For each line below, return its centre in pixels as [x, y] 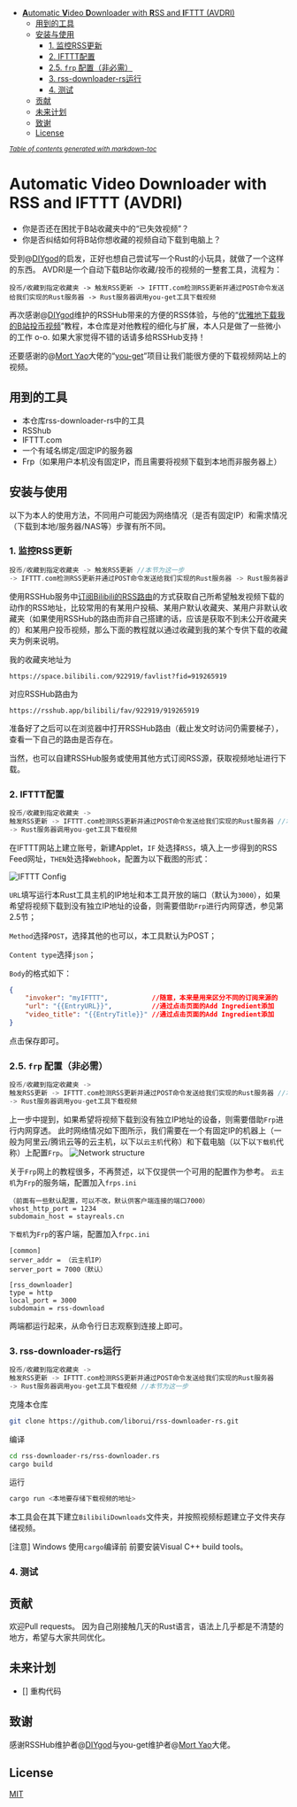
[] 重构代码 [42, 1691]
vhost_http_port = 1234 [53, 1209]
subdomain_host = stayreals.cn [67, 1216]
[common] [25, 1251]
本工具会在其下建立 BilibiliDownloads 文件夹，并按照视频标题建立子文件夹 [144, 1517]
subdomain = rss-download [57, 1308]
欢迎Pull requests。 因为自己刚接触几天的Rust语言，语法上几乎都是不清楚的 [147, 1626]
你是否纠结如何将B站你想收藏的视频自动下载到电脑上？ [121, 239]
